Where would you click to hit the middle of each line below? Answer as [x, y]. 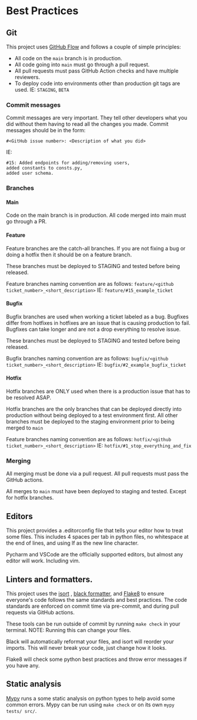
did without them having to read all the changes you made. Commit [87, 124]
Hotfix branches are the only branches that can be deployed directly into [94, 409]
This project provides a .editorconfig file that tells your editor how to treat [95, 530]
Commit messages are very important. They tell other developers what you [97, 118]
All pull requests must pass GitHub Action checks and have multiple [96, 71]
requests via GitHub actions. [40, 612]
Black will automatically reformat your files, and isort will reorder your [90, 641]
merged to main [25, 428]
